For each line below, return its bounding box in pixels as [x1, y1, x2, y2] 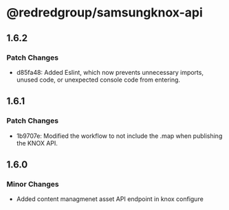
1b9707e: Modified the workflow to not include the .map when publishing [16, 132, 223, 140]
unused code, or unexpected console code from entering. [16, 75, 180, 84]
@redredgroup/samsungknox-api [6, 5, 204, 21]
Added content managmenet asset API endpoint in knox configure [16, 195, 204, 203]
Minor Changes [6, 179, 59, 189]
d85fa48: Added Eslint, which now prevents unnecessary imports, [16, 68, 204, 76]
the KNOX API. [16, 139, 58, 147]
